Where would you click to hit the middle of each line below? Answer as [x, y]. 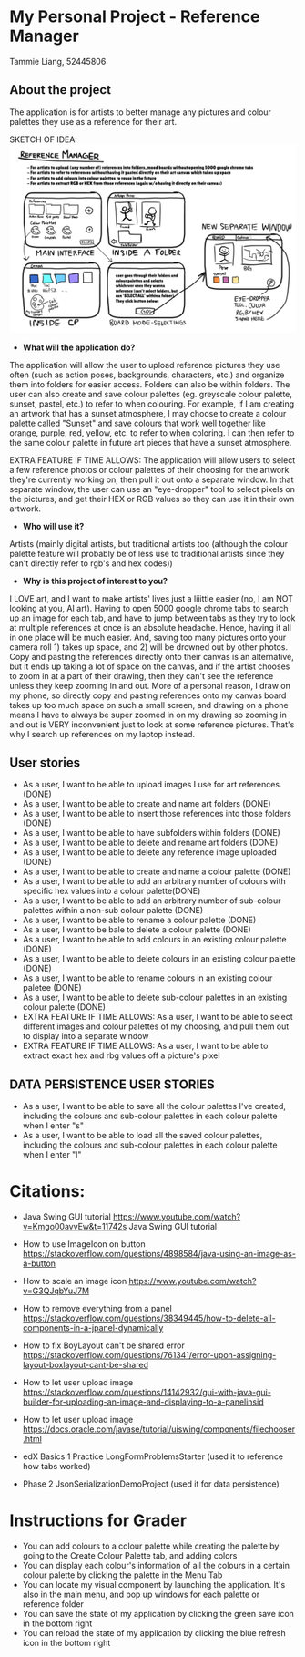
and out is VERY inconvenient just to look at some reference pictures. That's [152, 724]
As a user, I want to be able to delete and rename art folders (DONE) [150, 843]
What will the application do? [79, 347]
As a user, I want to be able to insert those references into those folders [157, 814]
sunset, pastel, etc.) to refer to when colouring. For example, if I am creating [152, 404]
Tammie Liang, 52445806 [58, 61]
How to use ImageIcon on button [84, 1244]
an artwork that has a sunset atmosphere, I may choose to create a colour [148, 413]
